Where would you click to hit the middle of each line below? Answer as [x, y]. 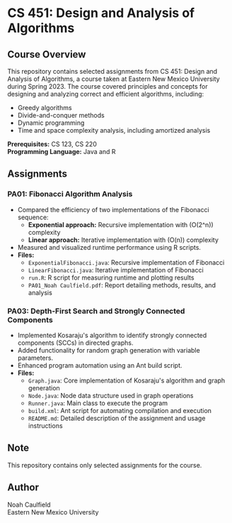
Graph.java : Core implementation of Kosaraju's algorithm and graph [127, 380]
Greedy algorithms [45, 108]
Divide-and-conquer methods [61, 115]
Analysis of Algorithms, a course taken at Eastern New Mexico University [114, 79]
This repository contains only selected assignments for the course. [105, 465]
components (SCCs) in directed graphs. [75, 343]
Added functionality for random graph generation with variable [109, 350]
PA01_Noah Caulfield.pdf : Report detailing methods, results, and [122, 285]
